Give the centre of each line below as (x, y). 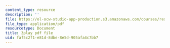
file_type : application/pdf (35, 24)
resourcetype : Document (30, 28)
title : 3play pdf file (29, 33)
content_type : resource (30, 10)
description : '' (22, 14)
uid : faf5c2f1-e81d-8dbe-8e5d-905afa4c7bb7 (52, 38)
